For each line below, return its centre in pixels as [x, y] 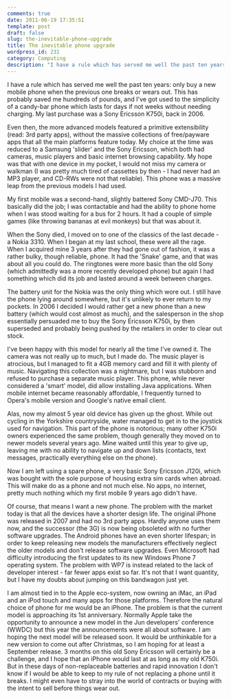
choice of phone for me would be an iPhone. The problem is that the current [115, 607]
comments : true [29, 13]
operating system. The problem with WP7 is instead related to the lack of [110, 565]
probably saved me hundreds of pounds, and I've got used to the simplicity [113, 99]
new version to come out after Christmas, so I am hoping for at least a [106, 644]
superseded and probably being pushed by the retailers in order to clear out [114, 328]
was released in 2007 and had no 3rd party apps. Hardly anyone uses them [114, 520]
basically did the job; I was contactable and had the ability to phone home [112, 206]
